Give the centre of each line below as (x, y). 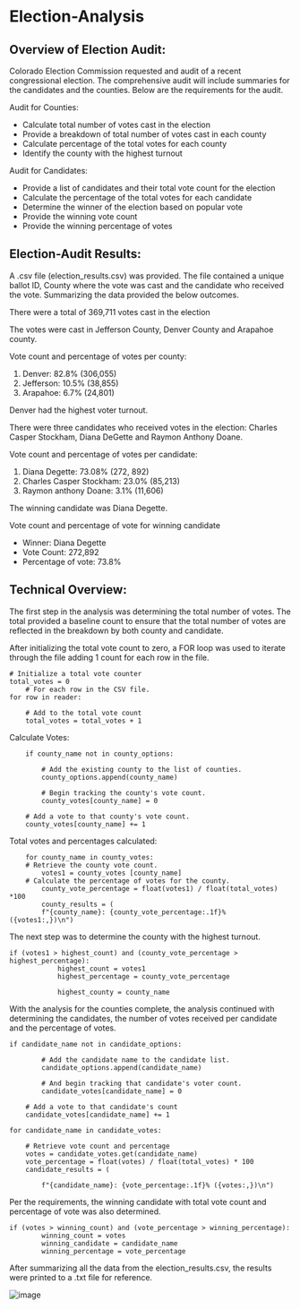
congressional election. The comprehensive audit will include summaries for (150, 81)
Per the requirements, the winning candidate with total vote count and (138, 1202)
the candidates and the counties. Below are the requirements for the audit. (146, 90)
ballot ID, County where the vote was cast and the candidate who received (147, 285)
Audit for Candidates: (48, 171)
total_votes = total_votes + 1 (84, 721)
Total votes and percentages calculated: (83, 841)
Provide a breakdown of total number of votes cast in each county (144, 134)
